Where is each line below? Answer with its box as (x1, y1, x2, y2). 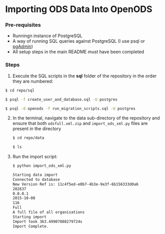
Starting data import (12, 172, 58, 178)
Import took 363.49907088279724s (12, 219, 83, 224)
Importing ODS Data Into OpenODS (5, 4, 152, 15)
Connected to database (12, 177, 60, 182)
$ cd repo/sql (5, 88, 35, 93)
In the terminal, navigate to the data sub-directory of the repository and (12, 115, 160, 121)
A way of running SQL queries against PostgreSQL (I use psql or (12, 38, 145, 44)
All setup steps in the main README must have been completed (12, 49, 144, 55)
